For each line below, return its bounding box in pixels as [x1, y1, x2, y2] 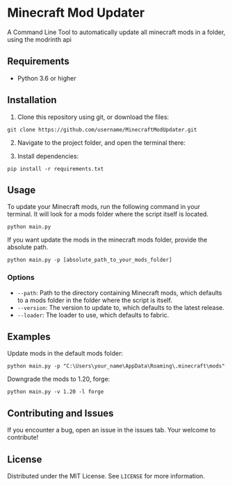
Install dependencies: [17, 152, 79, 160]
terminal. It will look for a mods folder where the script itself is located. [7, 210, 209, 219]
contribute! [7, 433, 39, 441]
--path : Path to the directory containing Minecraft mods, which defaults [17, 288, 222, 297]
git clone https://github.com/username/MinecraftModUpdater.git [7, 126, 197, 133]
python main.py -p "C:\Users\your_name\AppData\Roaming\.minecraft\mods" [7, 363, 226, 370]
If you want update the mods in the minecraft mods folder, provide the [7, 235, 208, 244]
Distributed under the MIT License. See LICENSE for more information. [7, 472, 205, 480]
